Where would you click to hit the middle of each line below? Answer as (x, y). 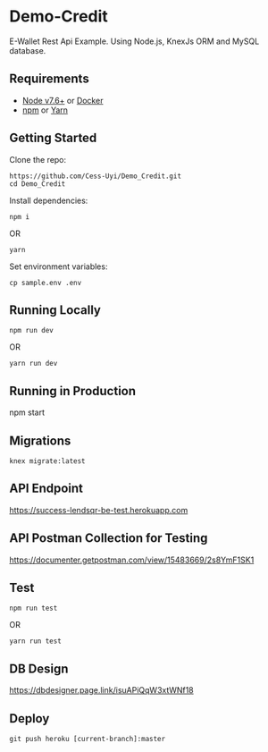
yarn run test (36, 641)
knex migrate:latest (48, 461)
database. (28, 50)
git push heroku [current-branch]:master (88, 739)
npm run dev (31, 331)
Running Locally (55, 310)
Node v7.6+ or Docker (63, 100)
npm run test (33, 608)
